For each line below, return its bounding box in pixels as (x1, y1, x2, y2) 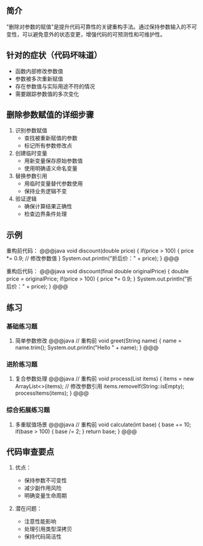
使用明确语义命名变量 (24, 165, 78, 172)
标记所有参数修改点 (24, 142, 73, 149)
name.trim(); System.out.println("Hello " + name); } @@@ (15, 344, 159, 351)
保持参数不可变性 (24, 477, 67, 484)
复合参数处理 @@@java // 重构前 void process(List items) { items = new (15, 375, 195, 383)
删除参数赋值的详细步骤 (6, 110, 94, 120)
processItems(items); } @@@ (15, 389, 89, 397)
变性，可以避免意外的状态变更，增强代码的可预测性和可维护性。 (6, 30, 165, 38)
